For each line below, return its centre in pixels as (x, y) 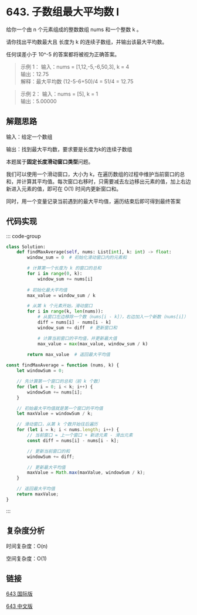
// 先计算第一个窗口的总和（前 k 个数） (60, 382)
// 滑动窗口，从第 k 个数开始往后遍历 (57, 424)
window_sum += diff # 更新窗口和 (77, 328)
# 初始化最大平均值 (47, 290)
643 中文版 (20, 606)
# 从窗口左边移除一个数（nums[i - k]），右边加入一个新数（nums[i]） (113, 317)
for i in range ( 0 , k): (55, 274)
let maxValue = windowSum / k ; (55, 414)
